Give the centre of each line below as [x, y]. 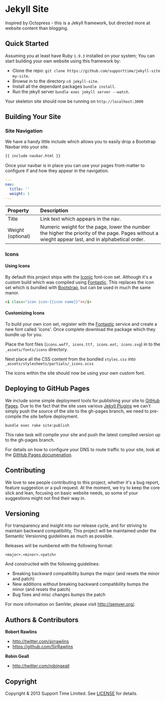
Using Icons [18, 266]
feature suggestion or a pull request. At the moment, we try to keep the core [83, 487]
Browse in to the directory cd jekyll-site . [55, 81]
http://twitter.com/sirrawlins [41, 642]
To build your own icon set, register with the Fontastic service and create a [81, 324]
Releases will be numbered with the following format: [59, 546]
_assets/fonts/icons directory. [37, 349]
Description [54, 210]
